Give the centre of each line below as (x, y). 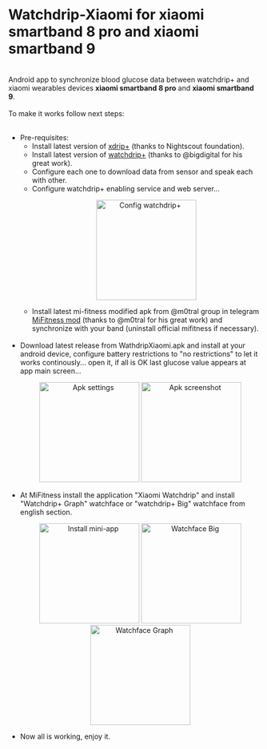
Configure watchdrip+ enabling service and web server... (126, 188)
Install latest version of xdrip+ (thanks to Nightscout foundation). (138, 146)
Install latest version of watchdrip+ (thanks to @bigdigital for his (137, 155)
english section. (46, 512)
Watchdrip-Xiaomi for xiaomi (106, 15)
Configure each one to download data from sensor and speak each (142, 171)
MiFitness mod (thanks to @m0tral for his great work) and (127, 320)
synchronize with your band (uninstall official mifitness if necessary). (145, 328)
